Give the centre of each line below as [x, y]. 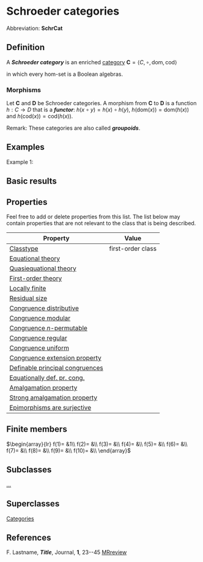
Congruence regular [38, 338]
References [29, 537]
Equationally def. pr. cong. [47, 378]
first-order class [133, 249]
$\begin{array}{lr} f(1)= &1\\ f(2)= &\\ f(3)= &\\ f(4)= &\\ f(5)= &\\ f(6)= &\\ [97, 444]
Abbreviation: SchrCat [35, 28]
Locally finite [28, 289]
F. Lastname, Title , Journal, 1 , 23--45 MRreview [67, 552]
